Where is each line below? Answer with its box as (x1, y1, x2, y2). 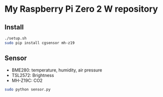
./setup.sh (4, 36, 27, 41)
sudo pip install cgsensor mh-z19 (4, 40, 75, 45)
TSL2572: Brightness (11, 72, 54, 78)
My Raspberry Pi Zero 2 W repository (4, 3, 158, 15)
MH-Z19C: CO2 (11, 77, 43, 83)
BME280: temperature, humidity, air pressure (11, 67, 102, 73)
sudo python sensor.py (4, 87, 51, 92)
